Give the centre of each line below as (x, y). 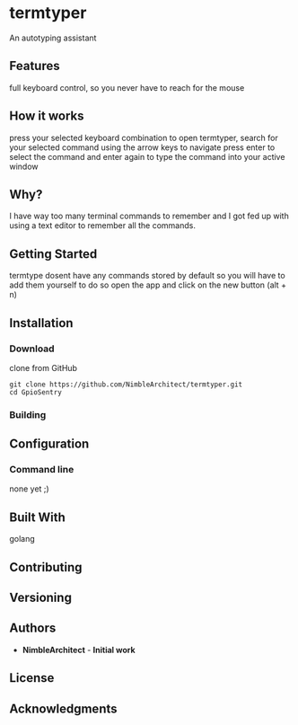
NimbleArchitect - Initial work (79, 650)
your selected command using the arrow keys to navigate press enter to (142, 147)
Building (28, 414)
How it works (47, 116)
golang (22, 539)
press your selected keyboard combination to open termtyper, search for (144, 137)
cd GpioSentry (36, 392)
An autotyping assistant (53, 38)
